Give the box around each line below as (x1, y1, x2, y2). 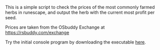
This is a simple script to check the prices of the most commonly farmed (5, 4, 155, 10)
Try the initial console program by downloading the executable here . (5, 39, 146, 45)
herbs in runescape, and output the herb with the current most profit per (5, 9, 155, 15)
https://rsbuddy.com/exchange (5, 30, 69, 35)
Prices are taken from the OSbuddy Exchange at (5, 24, 105, 30)
